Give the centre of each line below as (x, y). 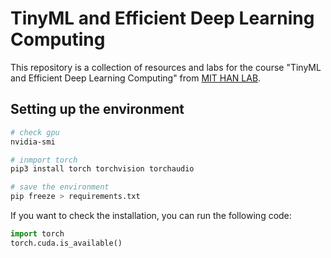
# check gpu (35, 132)
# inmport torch (44, 160)
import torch (37, 234)
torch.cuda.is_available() (66, 243)
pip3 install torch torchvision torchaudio (102, 169)
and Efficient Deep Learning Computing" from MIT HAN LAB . (136, 78)
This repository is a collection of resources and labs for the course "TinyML (166, 67)
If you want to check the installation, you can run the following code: (151, 215)
